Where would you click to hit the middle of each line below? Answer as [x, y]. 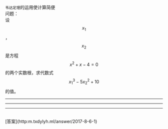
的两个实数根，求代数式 [29, 73]
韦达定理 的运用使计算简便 [30, 7]
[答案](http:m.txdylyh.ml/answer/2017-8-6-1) [51, 121]
